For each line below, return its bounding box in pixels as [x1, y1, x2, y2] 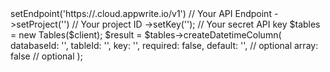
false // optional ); [10, 50, 83, 62]
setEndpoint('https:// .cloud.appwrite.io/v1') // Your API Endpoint [10, 8, 272, 19]
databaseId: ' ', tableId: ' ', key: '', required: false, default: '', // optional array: [10, 40, 319, 51]
